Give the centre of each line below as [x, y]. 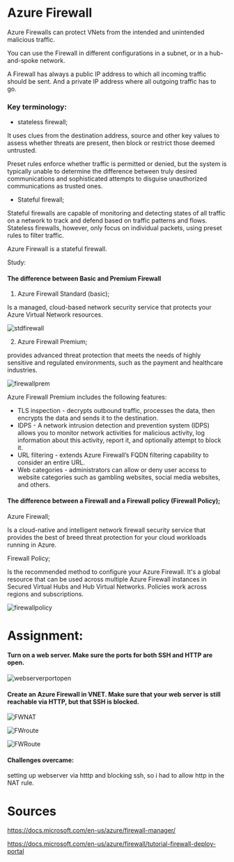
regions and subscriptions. [45, 593]
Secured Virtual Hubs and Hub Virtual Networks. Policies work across [107, 587]
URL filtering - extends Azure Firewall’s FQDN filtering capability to [113, 455]
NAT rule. [21, 783]
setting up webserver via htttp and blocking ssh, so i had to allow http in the [116, 776]
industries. [22, 370]
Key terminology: [37, 107]
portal [16, 852]
